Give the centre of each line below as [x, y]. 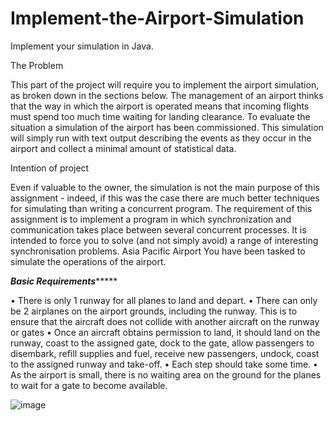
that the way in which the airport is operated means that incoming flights [160, 106]
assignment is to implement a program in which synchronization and [151, 219]
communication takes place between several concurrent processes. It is [158, 229]
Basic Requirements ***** [64, 281]
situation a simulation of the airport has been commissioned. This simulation [167, 127]
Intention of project [50, 168]
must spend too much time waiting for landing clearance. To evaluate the [160, 116]
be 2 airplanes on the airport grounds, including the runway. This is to [154, 311]
